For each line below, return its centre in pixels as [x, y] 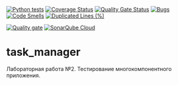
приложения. [23, 75]
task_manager [44, 52]
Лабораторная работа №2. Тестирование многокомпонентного [89, 69]
